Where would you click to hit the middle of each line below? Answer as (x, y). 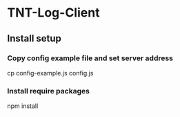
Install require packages (48, 91)
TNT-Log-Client (53, 13)
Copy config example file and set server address (90, 58)
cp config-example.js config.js (50, 73)
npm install (23, 106)
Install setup (34, 38)
